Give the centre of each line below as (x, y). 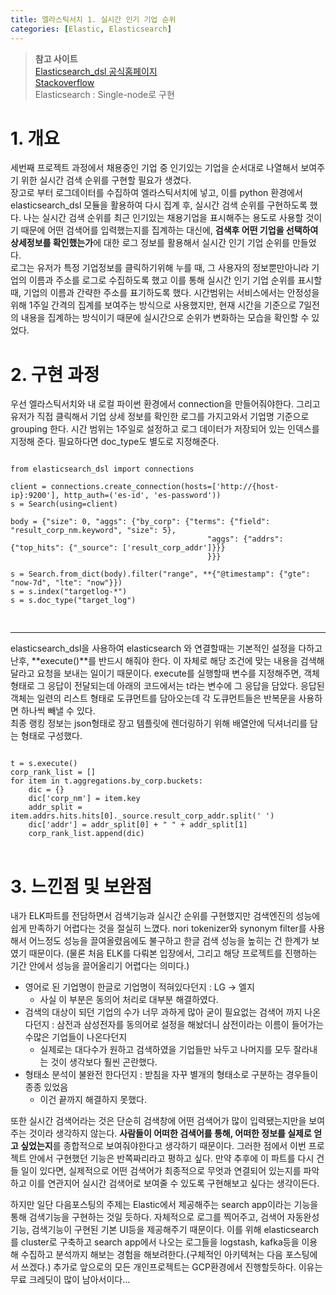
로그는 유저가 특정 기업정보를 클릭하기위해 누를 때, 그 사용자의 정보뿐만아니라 (160, 268)
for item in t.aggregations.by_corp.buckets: (106, 781)
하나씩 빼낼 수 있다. (58, 711)
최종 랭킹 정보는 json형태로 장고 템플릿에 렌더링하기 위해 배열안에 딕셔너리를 (159, 723)
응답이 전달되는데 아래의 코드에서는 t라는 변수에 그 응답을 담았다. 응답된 (186, 686)
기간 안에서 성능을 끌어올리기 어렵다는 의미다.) (100, 966)
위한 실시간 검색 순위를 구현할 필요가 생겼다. (106, 180)
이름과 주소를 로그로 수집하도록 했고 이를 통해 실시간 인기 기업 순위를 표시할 (175, 280)
